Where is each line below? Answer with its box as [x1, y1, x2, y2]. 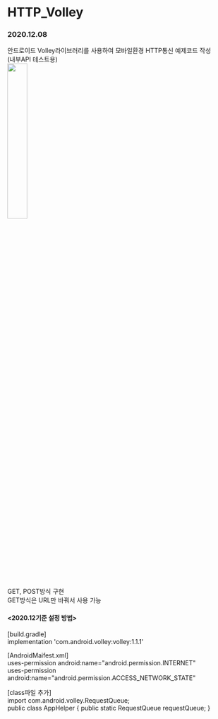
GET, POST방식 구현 [7, 588, 65, 596]
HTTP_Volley [7, 4, 84, 21]
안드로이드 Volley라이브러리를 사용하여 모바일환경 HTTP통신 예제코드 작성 [7, 47, 212, 55]
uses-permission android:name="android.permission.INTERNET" [7, 658, 196, 667]
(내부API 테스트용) [7, 55, 58, 64]
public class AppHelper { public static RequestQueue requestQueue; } [7, 703, 211, 712]
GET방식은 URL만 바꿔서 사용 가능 [7, 596, 102, 604]
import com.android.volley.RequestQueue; [7, 696, 131, 704]
